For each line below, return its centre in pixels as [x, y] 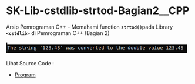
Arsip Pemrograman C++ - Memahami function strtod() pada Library [90, 27]
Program [25, 75]
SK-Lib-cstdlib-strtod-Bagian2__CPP [98, 11]
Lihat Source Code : [30, 63]
